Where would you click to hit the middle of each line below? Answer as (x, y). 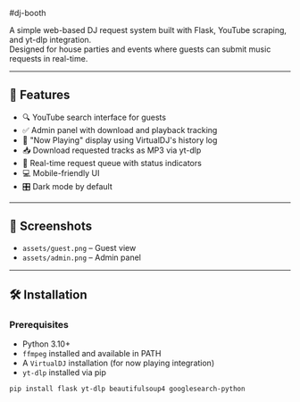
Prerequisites (39, 324)
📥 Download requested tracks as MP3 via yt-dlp (112, 150)
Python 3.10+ (46, 344)
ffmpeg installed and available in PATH (92, 354)
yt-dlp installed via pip (64, 373)
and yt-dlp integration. (50, 40)
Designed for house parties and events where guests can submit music (140, 49)
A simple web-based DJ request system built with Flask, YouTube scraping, (148, 30)
